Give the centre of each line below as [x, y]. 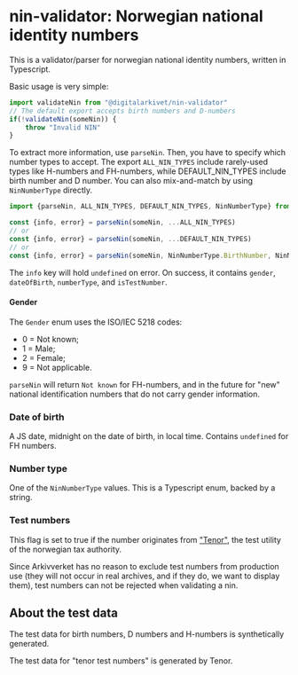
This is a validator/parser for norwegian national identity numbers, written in [148, 59]
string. [21, 498]
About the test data [63, 613]
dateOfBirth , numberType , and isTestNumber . [88, 282]
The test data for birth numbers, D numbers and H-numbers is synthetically [147, 634]
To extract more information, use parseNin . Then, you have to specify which [148, 153]
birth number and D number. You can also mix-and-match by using [131, 181]
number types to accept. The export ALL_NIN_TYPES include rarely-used [139, 162]
